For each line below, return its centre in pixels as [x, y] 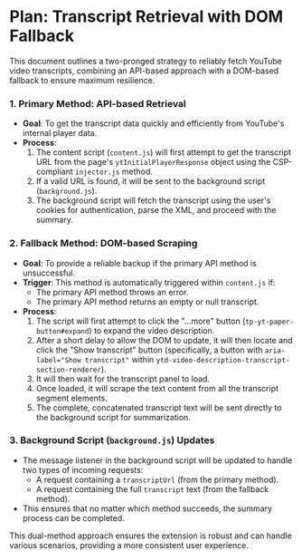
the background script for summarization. [113, 417]
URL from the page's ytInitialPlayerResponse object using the [153, 162]
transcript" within [119, 359]
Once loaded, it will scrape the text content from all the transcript [157, 388]
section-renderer [69, 370]
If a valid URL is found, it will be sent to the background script [151, 181]
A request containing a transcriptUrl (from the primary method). [157, 479]
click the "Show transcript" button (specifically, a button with [149, 350]
